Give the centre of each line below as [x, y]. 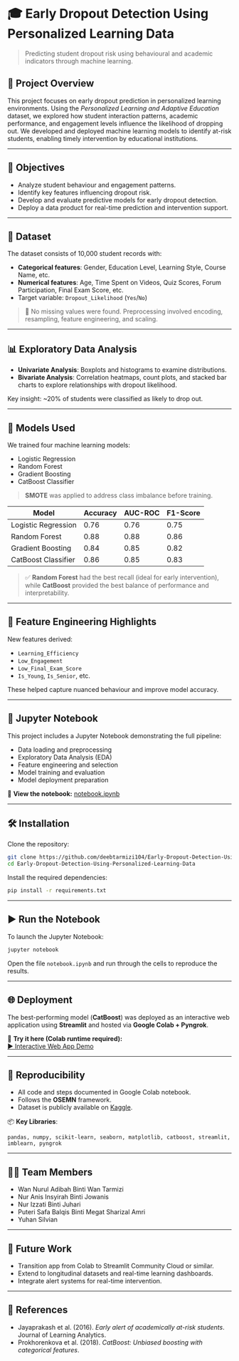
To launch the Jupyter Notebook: [56, 936]
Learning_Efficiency [48, 653]
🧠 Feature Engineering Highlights [82, 622]
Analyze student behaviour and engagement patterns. [97, 185]
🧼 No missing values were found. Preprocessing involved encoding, [124, 311]
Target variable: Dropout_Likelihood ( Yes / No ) [83, 298]
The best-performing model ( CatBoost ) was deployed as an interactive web [118, 1017]
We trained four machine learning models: [69, 445]
